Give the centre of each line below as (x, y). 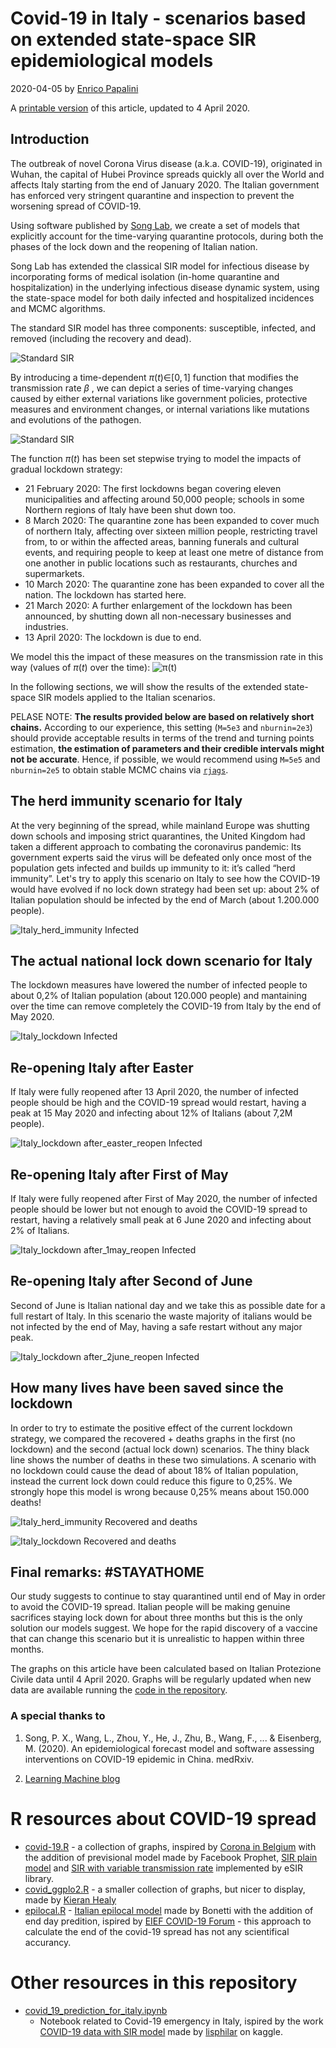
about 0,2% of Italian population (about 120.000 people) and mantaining (158, 996)
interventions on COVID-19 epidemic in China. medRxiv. (139, 1759)
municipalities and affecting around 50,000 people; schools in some (164, 499)
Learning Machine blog (72, 1778)
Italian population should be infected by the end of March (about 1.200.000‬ (165, 899)
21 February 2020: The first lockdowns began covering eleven (153, 488)
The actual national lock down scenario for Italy (161, 960)
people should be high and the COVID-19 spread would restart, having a (158, 1103)
